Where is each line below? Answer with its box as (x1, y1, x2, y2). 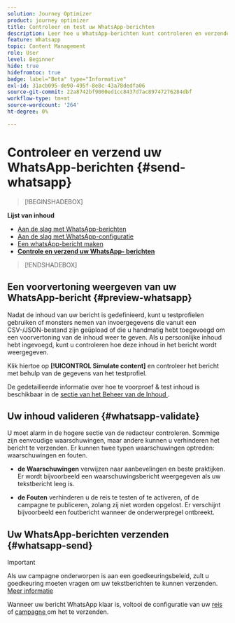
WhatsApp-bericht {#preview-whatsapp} (7, 292, 192, 304)
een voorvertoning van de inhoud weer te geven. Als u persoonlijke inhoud (7, 333, 222, 341)
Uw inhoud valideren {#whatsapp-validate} (7, 410, 200, 422)
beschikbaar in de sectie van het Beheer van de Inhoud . (7, 390, 170, 398)
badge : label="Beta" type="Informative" (7, 75, 127, 83)
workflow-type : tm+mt (7, 95, 71, 102)
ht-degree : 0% (7, 108, 49, 115)
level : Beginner (7, 56, 55, 63)
